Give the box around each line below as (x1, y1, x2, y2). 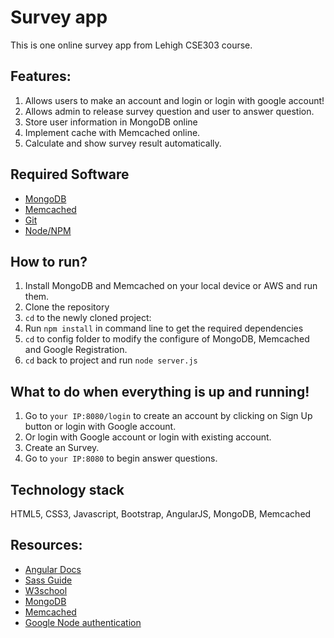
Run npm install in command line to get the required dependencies (24, 322, 304, 335)
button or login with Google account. (24, 421, 177, 433)
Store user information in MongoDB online (24, 116, 198, 128)
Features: (10, 68, 72, 85)
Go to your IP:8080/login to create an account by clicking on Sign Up (24, 410, 313, 422)
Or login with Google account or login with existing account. (24, 431, 272, 443)
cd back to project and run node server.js (24, 354, 198, 366)
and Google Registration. (24, 344, 128, 356)
